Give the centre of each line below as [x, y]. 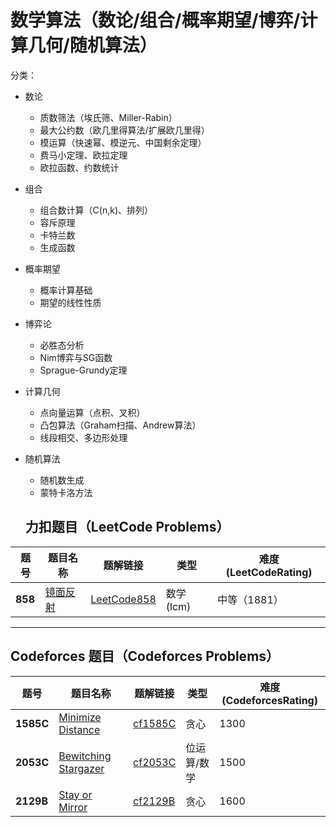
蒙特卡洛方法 [66, 492]
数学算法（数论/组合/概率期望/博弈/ [155, 20]
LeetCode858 [123, 599]
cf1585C [155, 723]
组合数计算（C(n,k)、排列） [96, 210]
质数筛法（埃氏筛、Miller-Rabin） [108, 117]
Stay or [75, 794]
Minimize [80, 717]
